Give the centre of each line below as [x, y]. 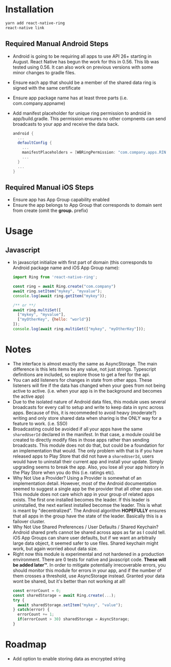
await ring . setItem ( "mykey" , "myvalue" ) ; [57, 291]
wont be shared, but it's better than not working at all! [69, 581]
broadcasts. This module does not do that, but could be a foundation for [88, 445]
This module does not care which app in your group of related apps [83, 494]
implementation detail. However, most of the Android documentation [84, 483]
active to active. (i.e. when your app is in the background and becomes [87, 391]
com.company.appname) [39, 103]
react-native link [25, 28]
